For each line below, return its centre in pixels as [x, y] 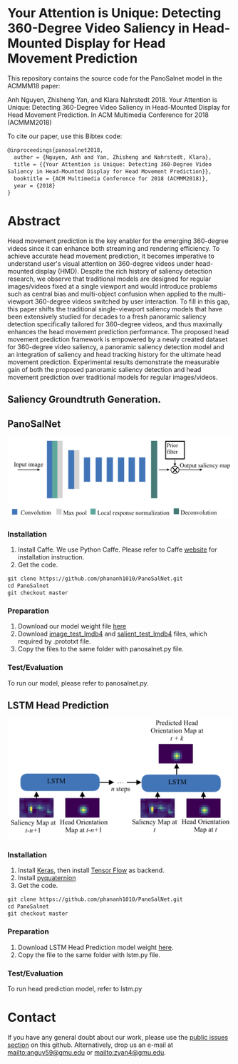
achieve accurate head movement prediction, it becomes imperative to [111, 256]
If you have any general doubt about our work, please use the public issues [118, 1037]
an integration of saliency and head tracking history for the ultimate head [114, 354]
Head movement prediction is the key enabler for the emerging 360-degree [118, 241]
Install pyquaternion [47, 878]
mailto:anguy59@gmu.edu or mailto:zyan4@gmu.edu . [87, 1052]
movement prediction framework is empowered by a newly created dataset [118, 339]
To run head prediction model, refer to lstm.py [75, 989]
